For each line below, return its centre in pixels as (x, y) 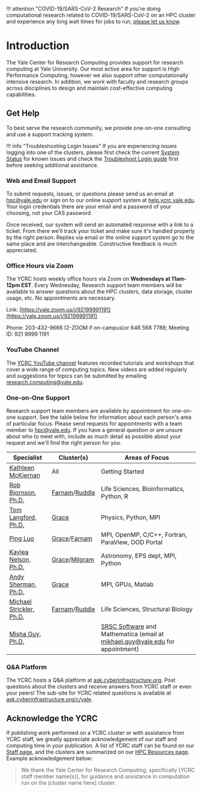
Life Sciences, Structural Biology (147, 609)
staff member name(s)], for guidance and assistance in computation (105, 776)
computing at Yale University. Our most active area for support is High (93, 69)
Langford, (23, 517)
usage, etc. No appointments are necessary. (61, 298)
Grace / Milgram (73, 559)
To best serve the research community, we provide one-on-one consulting (99, 128)
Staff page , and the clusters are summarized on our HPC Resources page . (98, 752)
